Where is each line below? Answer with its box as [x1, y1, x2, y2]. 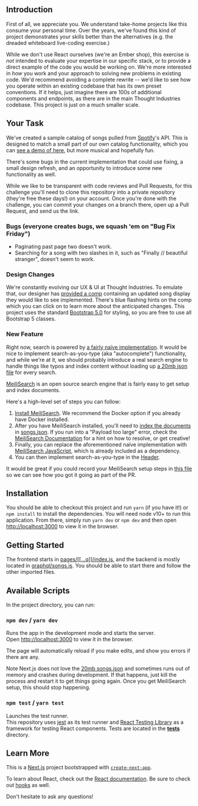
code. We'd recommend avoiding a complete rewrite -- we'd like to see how [6, 76, 191, 83]
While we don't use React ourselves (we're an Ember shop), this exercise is [6, 50, 189, 58]
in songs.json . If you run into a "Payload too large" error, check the [14, 428, 177, 435]
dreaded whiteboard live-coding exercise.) [6, 39, 110, 46]
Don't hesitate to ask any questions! [6, 793, 93, 800]
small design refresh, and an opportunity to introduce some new [6, 164, 163, 171]
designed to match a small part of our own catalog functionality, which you [6, 140, 188, 147]
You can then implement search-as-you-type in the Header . [14, 453, 161, 461]
